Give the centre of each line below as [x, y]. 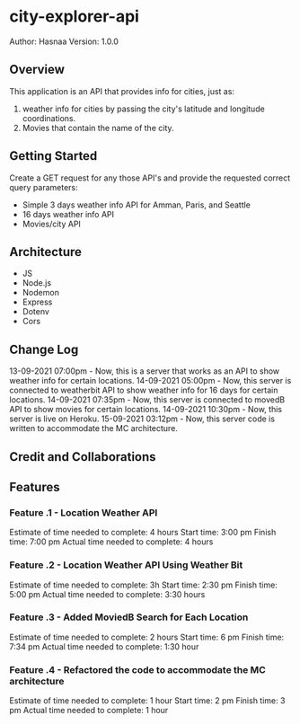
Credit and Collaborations [83, 457]
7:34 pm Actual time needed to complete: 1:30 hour [104, 646]
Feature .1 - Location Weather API [84, 512]
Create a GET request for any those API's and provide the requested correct [150, 178]
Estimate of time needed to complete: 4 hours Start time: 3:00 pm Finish [143, 533]
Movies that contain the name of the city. [98, 128]
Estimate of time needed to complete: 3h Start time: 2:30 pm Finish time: [144, 585]
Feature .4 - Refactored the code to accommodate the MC [138, 669]
